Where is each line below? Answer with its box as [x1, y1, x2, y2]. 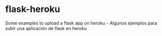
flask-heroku [5, 3, 60, 15]
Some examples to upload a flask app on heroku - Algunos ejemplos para [5, 20, 157, 26]
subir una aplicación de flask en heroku [5, 25, 87, 31]
